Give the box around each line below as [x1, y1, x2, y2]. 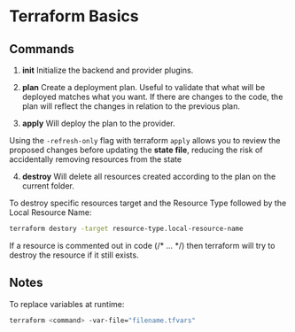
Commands [9, 42, 75, 57]
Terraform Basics [9, 6, 139, 27]
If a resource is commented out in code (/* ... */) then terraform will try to [9, 240, 276, 251]
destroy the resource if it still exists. [9, 250, 139, 260]
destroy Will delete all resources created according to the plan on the [21, 171, 276, 181]
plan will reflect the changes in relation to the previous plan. [21, 101, 241, 112]
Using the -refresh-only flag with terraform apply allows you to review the [9, 135, 281, 145]
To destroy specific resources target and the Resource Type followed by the [9, 197, 287, 208]
